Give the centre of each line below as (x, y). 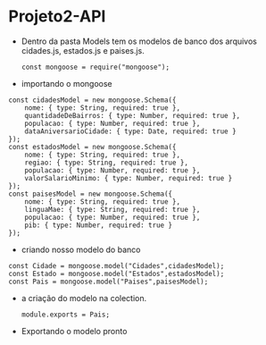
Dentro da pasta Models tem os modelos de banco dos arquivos (139, 41)
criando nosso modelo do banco (81, 249)
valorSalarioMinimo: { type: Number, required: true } (129, 178)
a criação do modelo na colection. (84, 298)
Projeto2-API (57, 17)
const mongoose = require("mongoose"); (96, 67)
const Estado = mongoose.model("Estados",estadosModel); (116, 273)
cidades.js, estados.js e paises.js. (83, 50)
